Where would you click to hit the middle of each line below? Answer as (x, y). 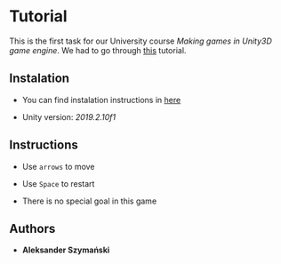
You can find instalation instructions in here (101, 100)
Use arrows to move (58, 166)
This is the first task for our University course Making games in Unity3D (141, 41)
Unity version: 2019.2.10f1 (69, 116)
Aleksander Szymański (66, 250)
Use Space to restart (58, 183)
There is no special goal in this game (89, 201)
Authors (32, 228)
